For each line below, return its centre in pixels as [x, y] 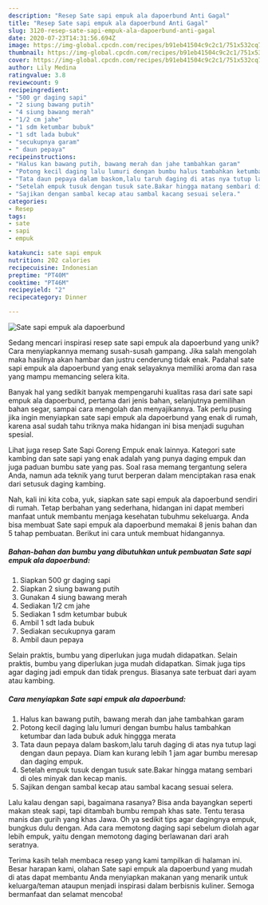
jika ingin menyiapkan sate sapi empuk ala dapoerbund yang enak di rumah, [133, 417]
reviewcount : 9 [33, 82]
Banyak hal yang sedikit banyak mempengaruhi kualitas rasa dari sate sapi [130, 392]
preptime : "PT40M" [39, 275]
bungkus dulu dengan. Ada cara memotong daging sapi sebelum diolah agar [134, 828]
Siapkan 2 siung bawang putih [69, 589]
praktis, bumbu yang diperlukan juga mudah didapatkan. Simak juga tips [127, 663]
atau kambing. [32, 681]
